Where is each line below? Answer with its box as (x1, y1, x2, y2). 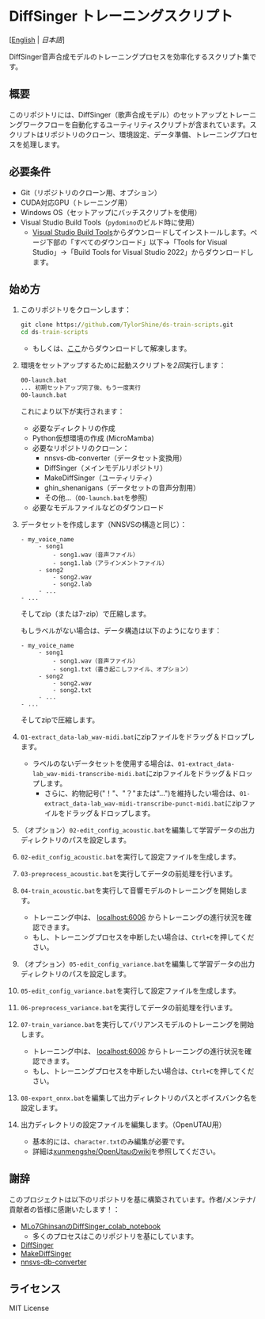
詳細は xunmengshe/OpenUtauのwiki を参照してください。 (32, 1146, 220, 1156)
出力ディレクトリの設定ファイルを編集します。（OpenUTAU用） (20, 1120, 226, 1129)
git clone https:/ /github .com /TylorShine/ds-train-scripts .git (20, 321, 234, 329)
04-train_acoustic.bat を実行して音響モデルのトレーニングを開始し (20, 886, 240, 895)
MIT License (9, 1303, 50, 1313)
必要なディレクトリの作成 (32, 423, 115, 433)
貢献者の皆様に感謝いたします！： (9, 1204, 120, 1214)
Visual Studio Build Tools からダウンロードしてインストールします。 (32, 227, 251, 236)
